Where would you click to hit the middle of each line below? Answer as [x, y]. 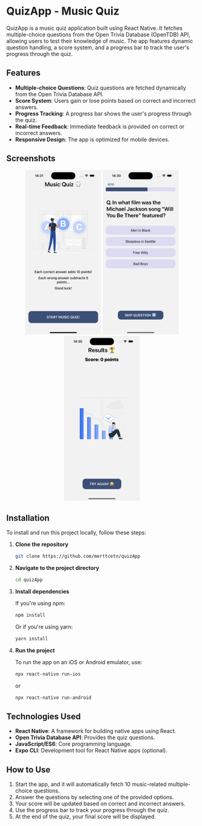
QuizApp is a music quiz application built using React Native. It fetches [95, 28]
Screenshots [31, 158]
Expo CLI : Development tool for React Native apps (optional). [91, 751]
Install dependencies [42, 591]
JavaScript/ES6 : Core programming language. [73, 744]
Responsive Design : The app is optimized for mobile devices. [92, 139]
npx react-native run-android [53, 698]
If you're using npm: [40, 603]
